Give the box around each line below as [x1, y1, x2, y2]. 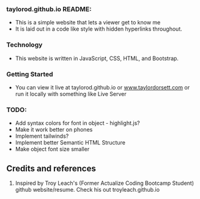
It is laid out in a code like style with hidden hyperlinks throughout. [15, 25, 182, 32]
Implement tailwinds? [15, 132, 69, 140]
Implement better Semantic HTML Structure [15, 139, 125, 146]
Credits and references [6, 163, 96, 173]
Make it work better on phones [15, 126, 93, 133]
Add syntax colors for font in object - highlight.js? [15, 119, 141, 127]
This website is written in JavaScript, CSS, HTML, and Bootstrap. [15, 54, 179, 62]
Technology [6, 40, 43, 49]
